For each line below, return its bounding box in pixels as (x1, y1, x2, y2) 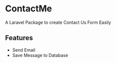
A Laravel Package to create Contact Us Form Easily (5, 19, 111, 25)
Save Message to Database (12, 52, 68, 58)
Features (5, 34, 33, 42)
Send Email (12, 47, 36, 53)
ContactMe (5, 3, 52, 14)
